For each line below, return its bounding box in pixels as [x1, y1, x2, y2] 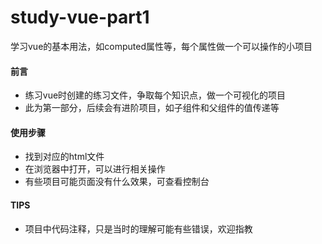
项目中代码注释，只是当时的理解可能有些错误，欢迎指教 [24, 222, 253, 235]
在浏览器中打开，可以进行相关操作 [24, 163, 166, 175]
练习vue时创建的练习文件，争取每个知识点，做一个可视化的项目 [24, 89, 287, 101]
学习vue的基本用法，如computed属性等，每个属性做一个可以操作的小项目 [10, 40, 313, 52]
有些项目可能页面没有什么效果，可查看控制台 [24, 176, 210, 188]
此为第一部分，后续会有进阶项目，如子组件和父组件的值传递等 [24, 102, 280, 114]
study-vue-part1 [10, 6, 150, 29]
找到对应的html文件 [24, 151, 105, 163]
